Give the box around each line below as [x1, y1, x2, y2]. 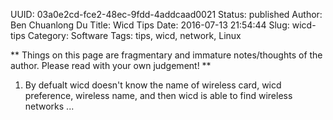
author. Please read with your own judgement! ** [10, 60, 212, 71]
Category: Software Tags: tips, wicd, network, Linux [27, 30, 242, 41]
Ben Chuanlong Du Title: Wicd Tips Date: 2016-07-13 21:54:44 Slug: [10, 19, 290, 31]
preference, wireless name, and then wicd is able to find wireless [24, 90, 293, 101]
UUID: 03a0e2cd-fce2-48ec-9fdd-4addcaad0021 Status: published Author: [10, 9, 323, 20]
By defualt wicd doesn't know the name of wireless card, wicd [24, 79, 282, 91]
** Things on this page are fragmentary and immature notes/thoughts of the [10, 49, 323, 61]
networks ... [24, 100, 75, 112]
